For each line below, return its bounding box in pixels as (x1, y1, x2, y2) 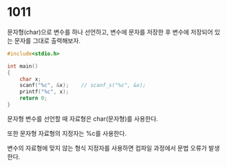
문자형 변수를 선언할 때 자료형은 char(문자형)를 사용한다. (7, 115, 158, 123)
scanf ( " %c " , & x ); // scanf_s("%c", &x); (19, 82, 147, 89)
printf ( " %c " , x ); (19, 88, 69, 95)
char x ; (19, 75, 41, 83)
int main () (7, 63, 39, 70)
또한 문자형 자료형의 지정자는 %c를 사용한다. (7, 129, 127, 137)
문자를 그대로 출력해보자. (14, 36, 81, 45)
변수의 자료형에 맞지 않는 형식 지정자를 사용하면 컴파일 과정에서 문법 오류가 (7, 144, 208, 152)
